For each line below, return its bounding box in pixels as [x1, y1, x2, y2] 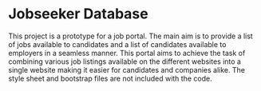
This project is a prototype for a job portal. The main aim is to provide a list [8, 31, 253, 41]
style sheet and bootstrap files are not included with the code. [8, 73, 213, 83]
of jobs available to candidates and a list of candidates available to [8, 39, 227, 49]
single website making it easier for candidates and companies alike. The [8, 65, 246, 74]
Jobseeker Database [8, 5, 149, 23]
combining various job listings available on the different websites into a [8, 57, 242, 66]
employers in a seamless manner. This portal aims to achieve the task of [8, 48, 246, 57]
